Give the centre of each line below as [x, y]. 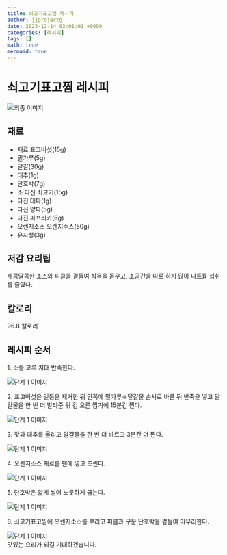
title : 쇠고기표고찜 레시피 [40, 13]
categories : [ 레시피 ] [36, 33]
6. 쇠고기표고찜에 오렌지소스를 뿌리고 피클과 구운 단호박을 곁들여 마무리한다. [108, 521]
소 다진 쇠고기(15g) [42, 192]
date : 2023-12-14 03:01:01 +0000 [55, 26]
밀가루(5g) [31, 157]
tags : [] [19, 39]
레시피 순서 [29, 350]
